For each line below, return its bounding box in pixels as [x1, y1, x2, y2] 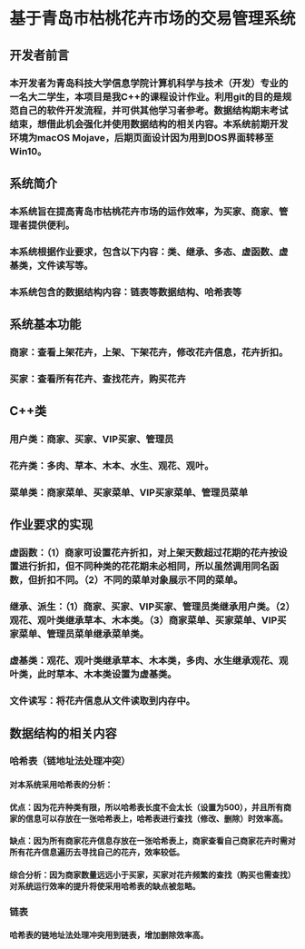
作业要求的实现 [9, 517, 93, 532]
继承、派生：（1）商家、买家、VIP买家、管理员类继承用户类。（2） [9, 600, 295, 613]
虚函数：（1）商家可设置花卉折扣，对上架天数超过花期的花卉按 [9, 547, 279, 559]
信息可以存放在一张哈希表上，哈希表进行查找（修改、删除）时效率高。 [25, 813, 288, 824]
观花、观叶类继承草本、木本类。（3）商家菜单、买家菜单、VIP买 [9, 614, 287, 627]
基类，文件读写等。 [9, 259, 93, 272]
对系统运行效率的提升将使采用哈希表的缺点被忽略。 [9, 880, 201, 891]
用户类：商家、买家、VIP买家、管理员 [9, 433, 174, 446]
